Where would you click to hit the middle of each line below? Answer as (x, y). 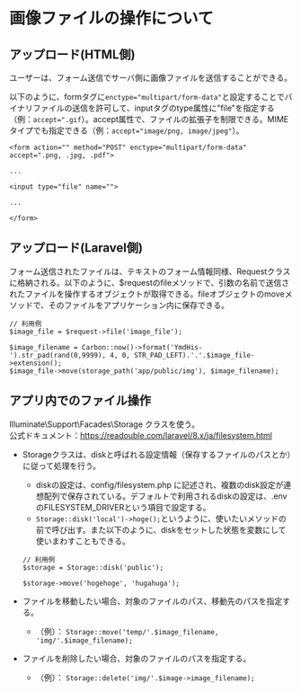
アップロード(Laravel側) (76, 248)
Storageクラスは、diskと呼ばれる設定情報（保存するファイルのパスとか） (157, 454)
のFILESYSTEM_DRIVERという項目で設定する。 (123, 507)
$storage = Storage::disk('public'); (93, 567)
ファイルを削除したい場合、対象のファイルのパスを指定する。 (137, 658)
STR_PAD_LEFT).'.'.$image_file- (194, 355)
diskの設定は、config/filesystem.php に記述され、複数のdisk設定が (159, 484)
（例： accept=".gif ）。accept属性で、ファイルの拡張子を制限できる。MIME (149, 119)
